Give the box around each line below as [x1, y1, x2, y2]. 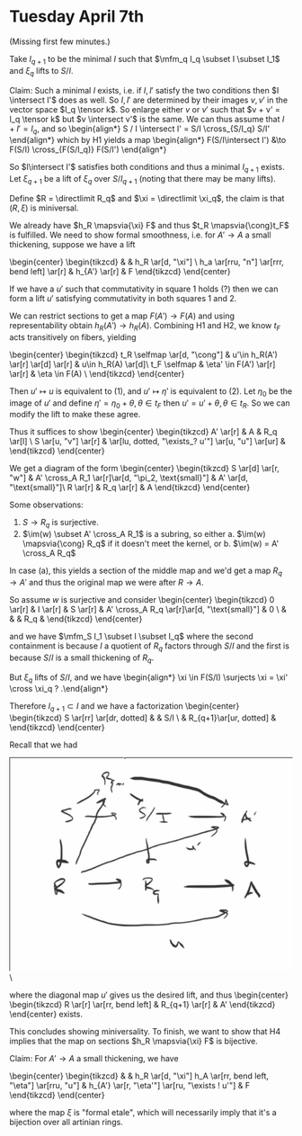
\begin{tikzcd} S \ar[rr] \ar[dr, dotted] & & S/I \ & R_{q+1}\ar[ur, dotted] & [9, 712, 277, 723]
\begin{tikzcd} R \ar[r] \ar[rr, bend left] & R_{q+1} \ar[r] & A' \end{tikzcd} [9, 999, 276, 1010]
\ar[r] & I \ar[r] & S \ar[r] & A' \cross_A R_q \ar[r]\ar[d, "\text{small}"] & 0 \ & [9, 604, 288, 614]
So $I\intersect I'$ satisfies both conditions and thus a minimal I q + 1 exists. [9, 162, 285, 174]
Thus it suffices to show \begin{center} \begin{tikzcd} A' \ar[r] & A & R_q [9, 426, 278, 437]
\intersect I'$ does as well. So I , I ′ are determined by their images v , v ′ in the [9, 94, 289, 105]
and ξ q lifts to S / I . [9, 65, 74, 78]
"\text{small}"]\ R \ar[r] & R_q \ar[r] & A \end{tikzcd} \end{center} [9, 482, 251, 493]
